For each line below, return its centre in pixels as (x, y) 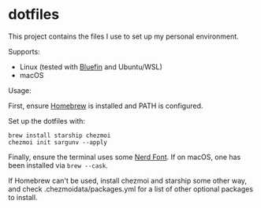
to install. (23, 197)
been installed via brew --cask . (58, 165)
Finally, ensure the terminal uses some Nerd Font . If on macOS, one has (125, 157)
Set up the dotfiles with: (47, 121)
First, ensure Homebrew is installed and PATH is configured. (106, 106)
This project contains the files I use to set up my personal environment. (123, 36)
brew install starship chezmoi (60, 136)
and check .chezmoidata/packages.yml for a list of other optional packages (131, 189)
